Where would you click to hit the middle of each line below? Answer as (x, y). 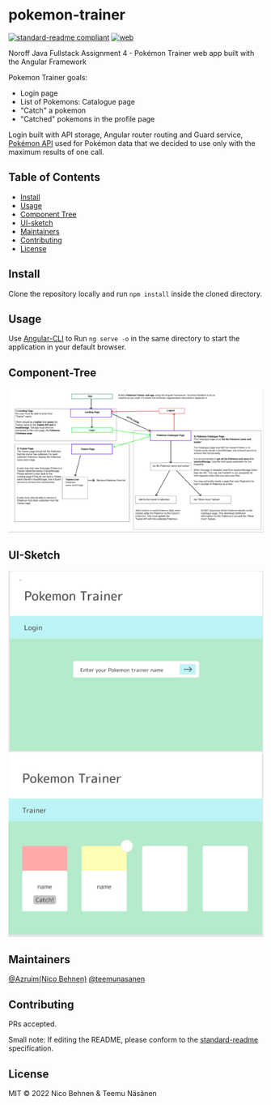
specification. (31, 1048)
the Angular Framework (48, 62)
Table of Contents (55, 177)
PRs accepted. (33, 1024)
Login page (39, 93)
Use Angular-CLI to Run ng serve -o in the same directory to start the (124, 339)
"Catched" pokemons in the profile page (87, 118)
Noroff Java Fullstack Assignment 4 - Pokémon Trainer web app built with (131, 53)
